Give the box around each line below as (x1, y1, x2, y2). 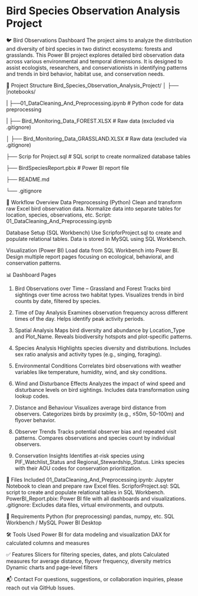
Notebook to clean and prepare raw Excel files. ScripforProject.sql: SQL (6, 482, 180, 489)
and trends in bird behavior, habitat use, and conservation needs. (6, 70, 165, 78)
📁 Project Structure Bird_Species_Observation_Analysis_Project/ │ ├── (6, 82, 179, 89)
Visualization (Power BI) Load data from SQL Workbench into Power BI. (6, 247, 179, 254)
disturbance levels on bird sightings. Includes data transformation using (14, 386, 190, 393)
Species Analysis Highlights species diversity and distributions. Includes (14, 344, 191, 352)
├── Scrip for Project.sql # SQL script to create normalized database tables (6, 153, 191, 160)
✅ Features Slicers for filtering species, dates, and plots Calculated (6, 550, 170, 558)
